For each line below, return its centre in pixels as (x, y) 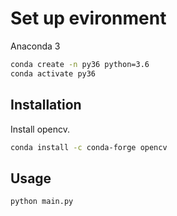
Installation (46, 105)
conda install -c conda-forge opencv (89, 147)
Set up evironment (88, 18)
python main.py (42, 202)
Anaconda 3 (35, 46)
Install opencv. (40, 129)
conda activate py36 (53, 73)
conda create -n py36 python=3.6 (80, 64)
